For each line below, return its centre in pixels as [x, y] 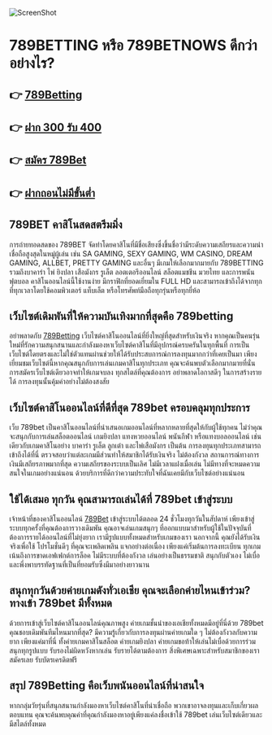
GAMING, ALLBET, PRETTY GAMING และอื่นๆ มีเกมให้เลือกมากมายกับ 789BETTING [136, 262]
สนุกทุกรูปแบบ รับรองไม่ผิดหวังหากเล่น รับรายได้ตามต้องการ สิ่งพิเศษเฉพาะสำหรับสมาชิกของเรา [134, 650]
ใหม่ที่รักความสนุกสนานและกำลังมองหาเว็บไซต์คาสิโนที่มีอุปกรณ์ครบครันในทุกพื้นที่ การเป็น [130, 345]
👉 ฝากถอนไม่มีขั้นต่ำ [52, 192]
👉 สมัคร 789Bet [48, 160]
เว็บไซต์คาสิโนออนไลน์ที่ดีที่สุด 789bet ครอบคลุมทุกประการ [130, 407]
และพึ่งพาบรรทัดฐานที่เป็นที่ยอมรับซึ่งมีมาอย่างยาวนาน [80, 564]
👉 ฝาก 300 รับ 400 [56, 127]
